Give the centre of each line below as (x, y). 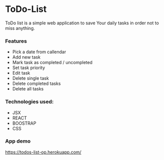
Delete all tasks (28, 89)
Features (16, 41)
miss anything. (20, 28)
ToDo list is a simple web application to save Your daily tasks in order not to (82, 23)
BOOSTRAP (24, 123)
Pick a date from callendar (39, 52)
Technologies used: (29, 102)
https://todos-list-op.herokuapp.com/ (43, 152)
